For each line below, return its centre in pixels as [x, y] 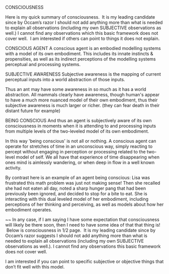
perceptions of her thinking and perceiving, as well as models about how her [84, 204]
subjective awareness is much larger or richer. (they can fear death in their [82, 105]
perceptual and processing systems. [43, 64]
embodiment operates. [29, 210]
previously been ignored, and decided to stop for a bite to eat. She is [76, 194]
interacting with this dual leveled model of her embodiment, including [77, 199]
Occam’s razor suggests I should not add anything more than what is [76, 236]
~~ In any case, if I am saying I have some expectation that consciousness [82, 220]
